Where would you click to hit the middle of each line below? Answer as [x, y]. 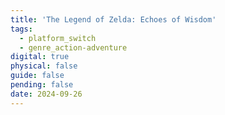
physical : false [44, 66]
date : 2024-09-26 [46, 94]
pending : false [42, 85]
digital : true [40, 57]
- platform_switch [58, 38]
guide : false [37, 76]
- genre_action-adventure [73, 47]
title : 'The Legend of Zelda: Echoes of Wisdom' [113, 19]
